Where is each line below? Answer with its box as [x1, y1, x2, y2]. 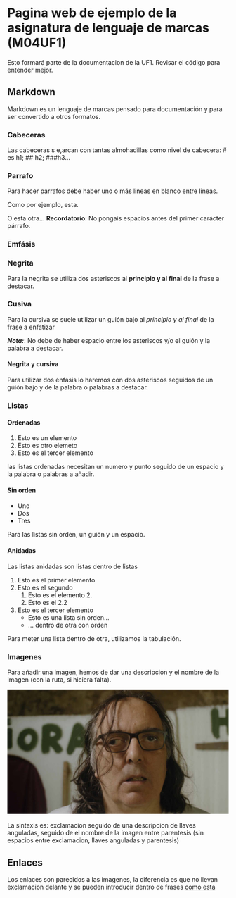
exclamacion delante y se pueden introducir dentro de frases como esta [7, 883, 216, 892]
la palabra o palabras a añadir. [7, 470, 95, 478]
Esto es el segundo [17, 583, 74, 592]
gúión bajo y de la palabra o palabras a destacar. [7, 383, 149, 392]
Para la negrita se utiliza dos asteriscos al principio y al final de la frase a [7, 274, 220, 282]
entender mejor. [7, 66, 53, 74]
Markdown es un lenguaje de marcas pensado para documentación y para [7, 104, 223, 113]
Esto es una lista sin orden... [27, 613, 110, 621]
